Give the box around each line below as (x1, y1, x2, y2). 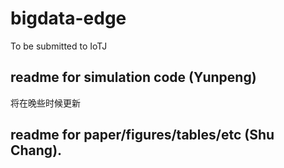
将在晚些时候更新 (10, 97, 81, 109)
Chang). (10, 142, 63, 159)
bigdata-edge (10, 7, 127, 30)
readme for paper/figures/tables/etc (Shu (10, 127, 275, 144)
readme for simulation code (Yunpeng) (10, 69, 257, 86)
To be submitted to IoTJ (10, 40, 108, 52)
